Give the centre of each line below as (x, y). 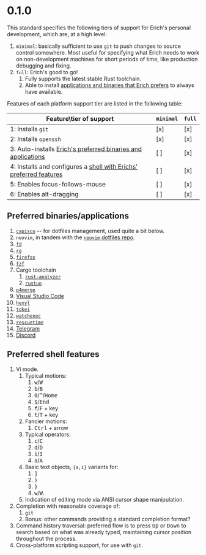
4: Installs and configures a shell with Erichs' (74, 166)
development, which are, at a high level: (57, 34)
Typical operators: (48, 434)
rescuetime (30, 323)
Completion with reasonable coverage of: (68, 506)
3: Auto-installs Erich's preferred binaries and (76, 149)
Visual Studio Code (40, 296)
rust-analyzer (43, 277)
